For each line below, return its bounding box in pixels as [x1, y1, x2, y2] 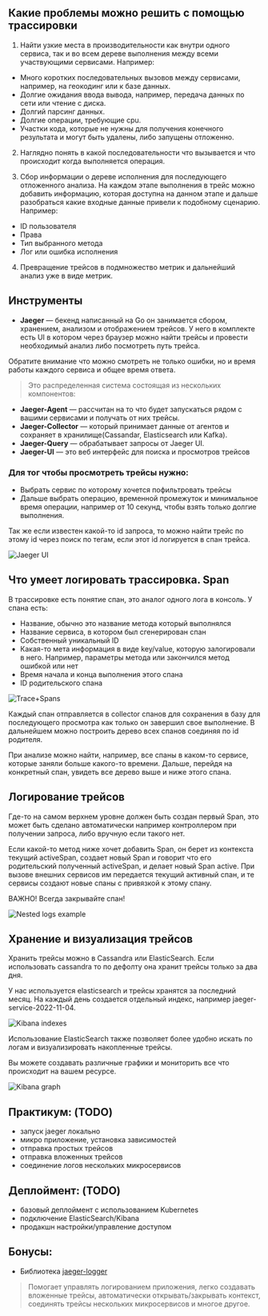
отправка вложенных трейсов [19, 1152, 123, 1162]
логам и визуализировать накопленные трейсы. [8, 1042, 173, 1052]
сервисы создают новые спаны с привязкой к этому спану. [8, 878, 212, 888]
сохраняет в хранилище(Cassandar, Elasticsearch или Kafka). [19, 430, 228, 439]
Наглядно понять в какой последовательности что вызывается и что [19, 147, 256, 157]
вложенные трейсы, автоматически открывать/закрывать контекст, [27, 1290, 261, 1300]
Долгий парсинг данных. [19, 106, 106, 116]
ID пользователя [19, 221, 77, 231]
